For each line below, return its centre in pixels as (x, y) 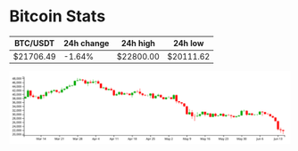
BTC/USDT (35, 44)
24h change (87, 44)
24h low (188, 44)
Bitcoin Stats (58, 16)
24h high (138, 44)
